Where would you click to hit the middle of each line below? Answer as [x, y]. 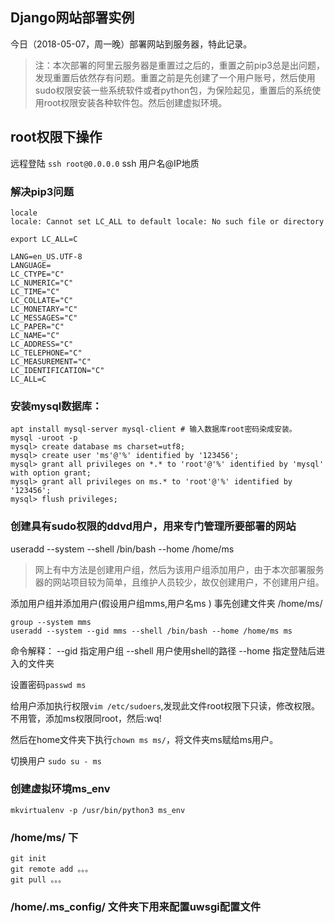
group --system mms [51, 622]
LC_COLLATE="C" [42, 300]
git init [28, 859]
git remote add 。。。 [51, 869]
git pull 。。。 [38, 880]
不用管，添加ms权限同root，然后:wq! [86, 718]
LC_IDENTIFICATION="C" [57, 370]
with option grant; [51, 473]
